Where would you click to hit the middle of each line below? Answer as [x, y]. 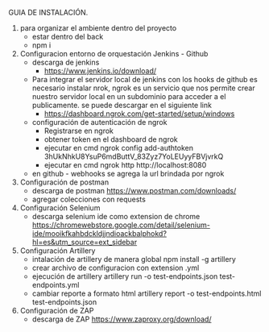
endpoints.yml [56, 285]
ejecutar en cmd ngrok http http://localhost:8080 [125, 165]
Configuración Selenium [60, 208]
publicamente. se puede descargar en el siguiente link [122, 105]
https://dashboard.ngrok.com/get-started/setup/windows [139, 114]
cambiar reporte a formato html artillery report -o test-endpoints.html [147, 293]
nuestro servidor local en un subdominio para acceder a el [129, 96]
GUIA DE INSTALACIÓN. [48, 12]
